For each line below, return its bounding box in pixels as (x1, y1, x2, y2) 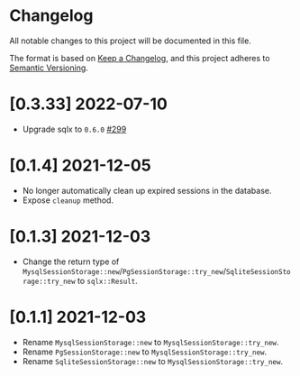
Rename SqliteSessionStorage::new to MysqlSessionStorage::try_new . (22, 355, 284, 366)
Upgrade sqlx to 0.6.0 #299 (22, 124, 127, 134)
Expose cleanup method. (22, 195, 114, 206)
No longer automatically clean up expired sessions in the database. (22, 185, 272, 196)
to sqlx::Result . (77, 275, 138, 286)
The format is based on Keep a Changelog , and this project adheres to (9, 52, 270, 63)
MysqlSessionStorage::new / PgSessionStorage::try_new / (22, 265, 227, 276)
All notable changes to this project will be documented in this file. (9, 35, 252, 46)
